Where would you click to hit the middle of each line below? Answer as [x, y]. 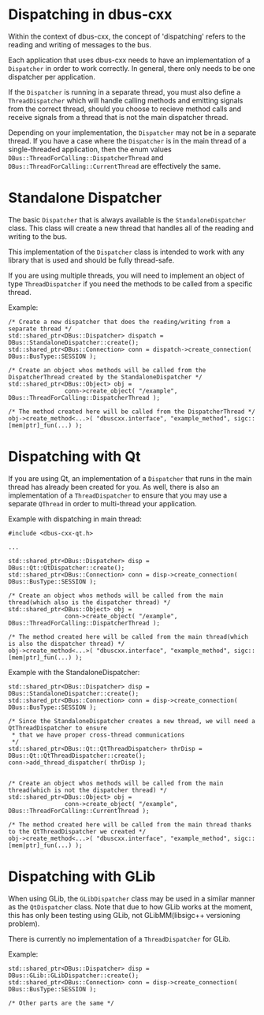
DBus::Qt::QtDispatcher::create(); [67, 568]
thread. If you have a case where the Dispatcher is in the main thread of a [127, 140]
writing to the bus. [38, 236]
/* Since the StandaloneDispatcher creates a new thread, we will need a [132, 721]
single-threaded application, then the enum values [90, 149]
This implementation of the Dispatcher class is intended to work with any [126, 252]
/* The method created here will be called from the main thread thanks [130, 825]
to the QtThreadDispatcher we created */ [77, 831]
